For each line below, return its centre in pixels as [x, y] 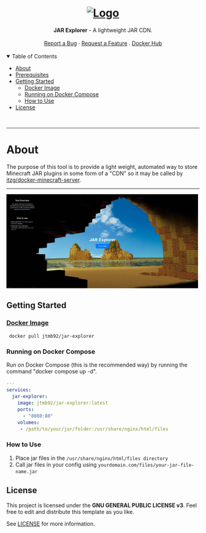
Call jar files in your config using [56, 464]
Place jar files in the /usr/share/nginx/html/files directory [92, 458]
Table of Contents [34, 56]
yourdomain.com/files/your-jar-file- [146, 465]
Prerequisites [32, 74]
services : [19, 390]
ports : [26, 409]
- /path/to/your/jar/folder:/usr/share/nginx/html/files [94, 429]
